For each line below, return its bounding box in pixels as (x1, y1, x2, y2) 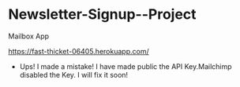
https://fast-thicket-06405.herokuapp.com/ (8, 46, 149, 56)
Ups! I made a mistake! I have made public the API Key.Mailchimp (19, 61, 232, 71)
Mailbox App (8, 31, 50, 41)
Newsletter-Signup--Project (8, 5, 197, 24)
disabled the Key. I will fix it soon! (19, 70, 129, 79)
